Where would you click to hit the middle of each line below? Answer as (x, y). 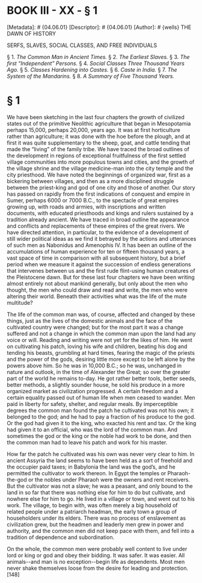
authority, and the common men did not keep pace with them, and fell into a (101, 531)
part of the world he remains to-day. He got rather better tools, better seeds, (101, 378)
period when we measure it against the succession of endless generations (99, 264)
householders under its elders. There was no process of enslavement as (96, 518)
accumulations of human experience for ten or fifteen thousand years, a (96, 251)
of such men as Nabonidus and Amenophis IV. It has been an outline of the (99, 245)
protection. (175, 568)
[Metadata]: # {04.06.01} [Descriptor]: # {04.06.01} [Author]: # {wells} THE (99, 27)
